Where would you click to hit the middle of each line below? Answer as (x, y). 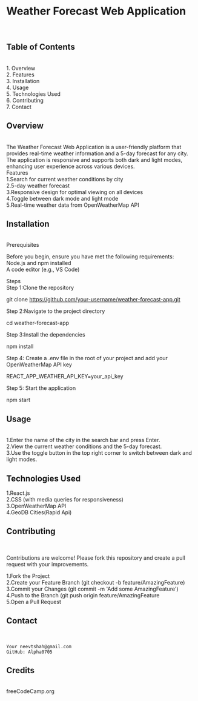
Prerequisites (23, 245)
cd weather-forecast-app (38, 323)
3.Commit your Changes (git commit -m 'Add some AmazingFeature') (92, 589)
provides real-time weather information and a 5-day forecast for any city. (97, 153)
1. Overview (21, 68)
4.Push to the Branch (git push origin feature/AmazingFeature (83, 595)
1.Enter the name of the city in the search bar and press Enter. (83, 440)
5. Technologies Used (33, 94)
